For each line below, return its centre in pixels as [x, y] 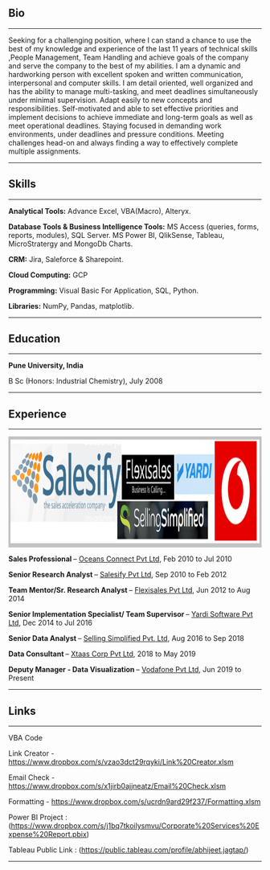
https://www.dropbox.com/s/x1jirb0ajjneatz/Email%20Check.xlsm [117, 786]
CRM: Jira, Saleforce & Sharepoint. [66, 259]
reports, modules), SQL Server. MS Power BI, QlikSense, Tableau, [117, 235]
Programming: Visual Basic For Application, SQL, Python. [104, 290]
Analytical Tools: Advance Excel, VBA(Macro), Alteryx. [100, 211]
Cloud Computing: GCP [48, 275]
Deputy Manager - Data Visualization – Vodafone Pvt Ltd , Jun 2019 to [125, 670]
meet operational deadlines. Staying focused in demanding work [115, 125]
